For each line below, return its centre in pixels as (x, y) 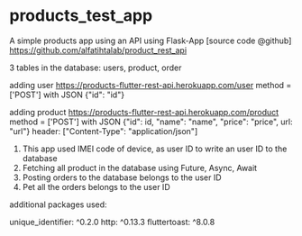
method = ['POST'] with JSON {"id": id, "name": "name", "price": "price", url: (151, 122)
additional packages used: (58, 204)
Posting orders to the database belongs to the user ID (122, 177)
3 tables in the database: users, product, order (96, 68)
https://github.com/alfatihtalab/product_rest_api (98, 50)
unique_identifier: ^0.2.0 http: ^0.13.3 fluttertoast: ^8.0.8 (112, 222)
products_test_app (81, 16)
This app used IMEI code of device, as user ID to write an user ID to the (155, 149)
